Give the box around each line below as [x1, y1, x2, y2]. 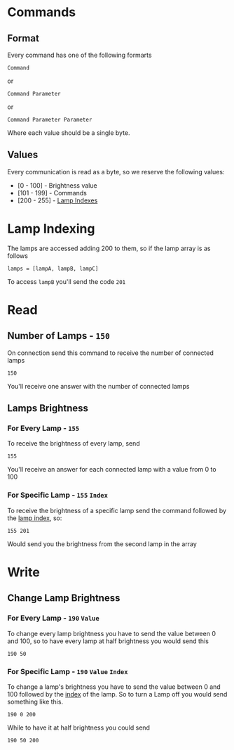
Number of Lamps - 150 [7, 330, 110, 342]
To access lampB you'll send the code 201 [7, 277, 126, 285]
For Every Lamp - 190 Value [7, 613, 99, 623]
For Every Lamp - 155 [7, 423, 80, 433]
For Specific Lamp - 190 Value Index [7, 666, 128, 676]
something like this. [7, 697, 64, 706]
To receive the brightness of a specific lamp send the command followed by [7, 506, 226, 515]
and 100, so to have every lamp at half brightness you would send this [7, 637, 209, 645]
